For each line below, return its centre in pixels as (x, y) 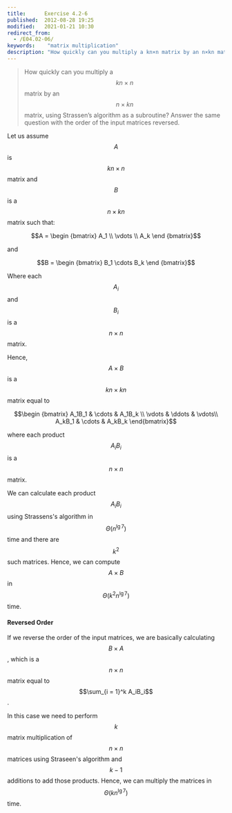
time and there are (33, 539)
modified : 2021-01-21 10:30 (51, 26)
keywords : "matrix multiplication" (63, 46)
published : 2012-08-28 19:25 (51, 20)
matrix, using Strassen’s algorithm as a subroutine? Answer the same (122, 115)
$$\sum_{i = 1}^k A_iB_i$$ (116, 692)
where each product (36, 435)
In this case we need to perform (52, 716)
